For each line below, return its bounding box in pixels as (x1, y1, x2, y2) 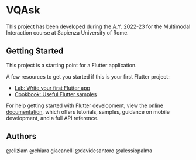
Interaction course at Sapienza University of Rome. (6, 29, 129, 36)
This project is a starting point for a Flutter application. (6, 62, 137, 69)
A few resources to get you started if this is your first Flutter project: (6, 73, 170, 80)
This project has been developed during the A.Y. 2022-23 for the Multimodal (6, 23, 191, 30)
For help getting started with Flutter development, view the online (6, 102, 164, 109)
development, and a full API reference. (6, 114, 99, 121)
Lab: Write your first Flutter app (14, 84, 91, 91)
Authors (6, 131, 37, 141)
